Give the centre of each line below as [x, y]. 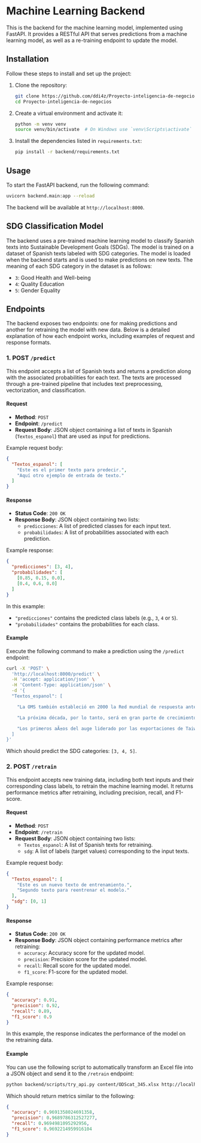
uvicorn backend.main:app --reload [51, 196]
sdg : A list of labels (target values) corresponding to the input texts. [106, 851]
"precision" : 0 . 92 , [36, 1005]
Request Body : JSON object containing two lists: [75, 838]
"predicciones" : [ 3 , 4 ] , [42, 567]
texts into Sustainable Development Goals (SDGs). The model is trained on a [100, 247]
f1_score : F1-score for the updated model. [76, 972]
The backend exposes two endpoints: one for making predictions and [92, 324]
